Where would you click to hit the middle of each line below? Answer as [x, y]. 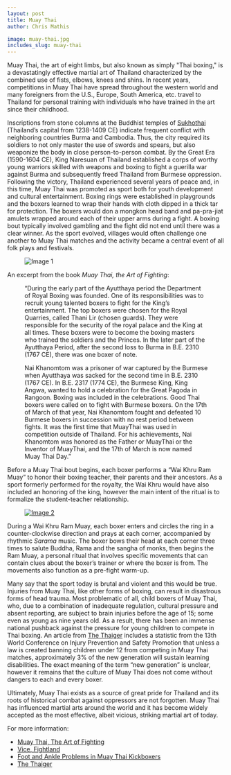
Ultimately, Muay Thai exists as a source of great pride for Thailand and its [113, 693]
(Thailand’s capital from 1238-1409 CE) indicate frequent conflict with [106, 130]
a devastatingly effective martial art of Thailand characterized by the [105, 73]
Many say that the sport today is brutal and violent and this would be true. [112, 584]
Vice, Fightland [39, 749]
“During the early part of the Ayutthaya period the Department [113, 288]
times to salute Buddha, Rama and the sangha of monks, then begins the [111, 548]
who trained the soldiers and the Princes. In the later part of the [115, 340]
